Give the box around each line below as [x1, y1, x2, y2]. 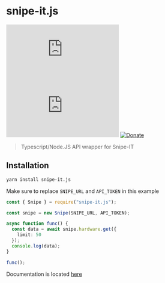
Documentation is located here [6, 270, 82, 278]
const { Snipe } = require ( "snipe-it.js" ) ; [6, 199, 117, 205]
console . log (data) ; [11, 243, 61, 249]
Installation [6, 160, 49, 171]
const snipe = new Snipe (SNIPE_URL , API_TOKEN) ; [6, 210, 130, 216]
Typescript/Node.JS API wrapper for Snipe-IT [20, 143, 134, 150]
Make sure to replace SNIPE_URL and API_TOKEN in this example [6, 187, 160, 195]
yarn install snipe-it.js [6, 176, 71, 183]
